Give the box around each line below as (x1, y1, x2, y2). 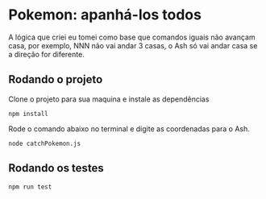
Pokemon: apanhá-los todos (8, 6, 202, 24)
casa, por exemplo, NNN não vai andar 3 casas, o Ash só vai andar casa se (8, 40, 258, 50)
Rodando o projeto (8, 73, 103, 86)
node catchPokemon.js (8, 139, 81, 147)
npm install (8, 110, 48, 118)
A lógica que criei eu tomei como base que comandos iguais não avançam (8, 32, 256, 42)
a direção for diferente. (8, 49, 85, 59)
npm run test (8, 183, 52, 191)
